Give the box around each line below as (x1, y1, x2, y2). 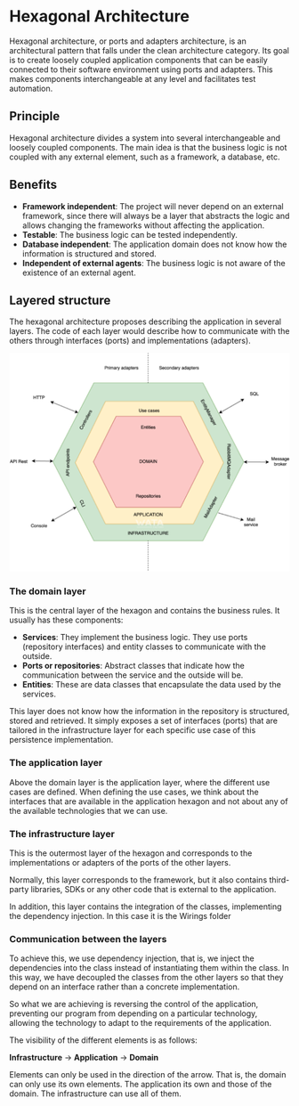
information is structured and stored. (21, 248, 158, 259)
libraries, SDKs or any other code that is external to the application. (30, 884, 277, 895)
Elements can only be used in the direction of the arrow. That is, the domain (9, 1069, 287, 1080)
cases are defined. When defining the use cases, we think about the (9, 786, 260, 797)
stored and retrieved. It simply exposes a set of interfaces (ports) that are (9, 715, 279, 727)
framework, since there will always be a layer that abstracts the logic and (21, 210, 290, 221)
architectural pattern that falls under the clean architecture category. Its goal (9, 45, 289, 55)
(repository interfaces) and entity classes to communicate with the (21, 641, 267, 652)
